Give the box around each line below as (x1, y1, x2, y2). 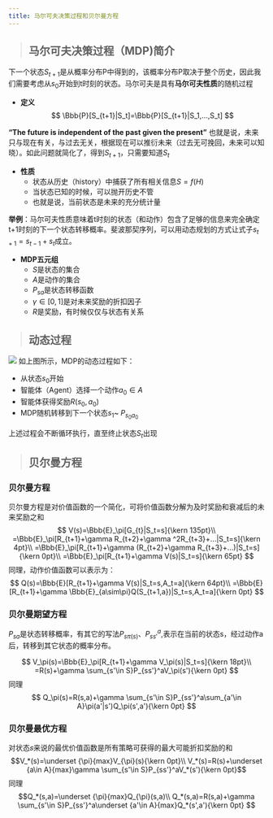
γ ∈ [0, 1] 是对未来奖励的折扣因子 (32, 297, 142, 307)
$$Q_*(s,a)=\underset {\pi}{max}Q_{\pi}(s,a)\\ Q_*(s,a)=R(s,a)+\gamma (18, 792, 255, 802)
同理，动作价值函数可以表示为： (8, 565, 115, 575)
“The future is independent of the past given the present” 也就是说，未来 (8, 128, 259, 137)
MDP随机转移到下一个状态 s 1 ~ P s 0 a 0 (19, 408, 139, 421)
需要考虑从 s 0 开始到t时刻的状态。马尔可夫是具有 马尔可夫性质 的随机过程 (15, 79, 253, 90)
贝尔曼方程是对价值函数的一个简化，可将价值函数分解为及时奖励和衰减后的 (8, 502, 258, 512)
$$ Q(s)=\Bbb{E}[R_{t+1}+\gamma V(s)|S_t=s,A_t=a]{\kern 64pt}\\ (9, 578, 232, 588)
